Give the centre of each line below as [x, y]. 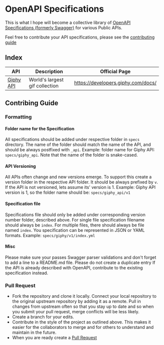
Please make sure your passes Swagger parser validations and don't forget [81, 257]
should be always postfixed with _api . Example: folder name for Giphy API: [80, 150]
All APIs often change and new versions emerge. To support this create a [79, 177]
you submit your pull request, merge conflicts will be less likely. [76, 312]
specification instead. [27, 273]
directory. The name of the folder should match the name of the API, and [78, 144]
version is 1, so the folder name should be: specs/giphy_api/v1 [68, 193]
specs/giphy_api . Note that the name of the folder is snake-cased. [72, 155]
